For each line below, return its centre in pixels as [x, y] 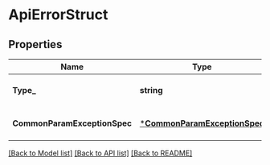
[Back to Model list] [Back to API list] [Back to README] [100, 153]
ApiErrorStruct [58, 15]
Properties [35, 44]
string [151, 90]
